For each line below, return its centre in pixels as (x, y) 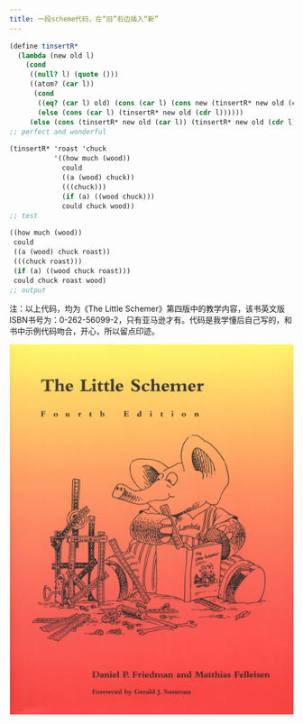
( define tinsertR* (44, 46)
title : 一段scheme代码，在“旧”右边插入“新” (84, 19)
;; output (28, 290)
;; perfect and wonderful (58, 132)
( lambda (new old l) (56, 55)
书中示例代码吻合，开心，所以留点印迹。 (84, 331)
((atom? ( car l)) (62, 84)
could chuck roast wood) (60, 280)
